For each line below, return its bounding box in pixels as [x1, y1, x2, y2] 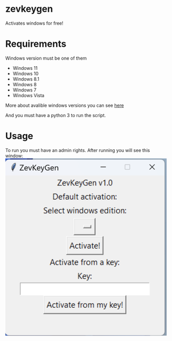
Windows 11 [12, 65, 38, 71]
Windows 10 [12, 70, 39, 77]
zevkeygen [5, 3, 53, 15]
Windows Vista [12, 92, 45, 98]
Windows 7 [12, 87, 37, 93]
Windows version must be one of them [5, 55, 87, 61]
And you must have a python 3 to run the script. [5, 112, 106, 118]
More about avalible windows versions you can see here [5, 102, 124, 108]
